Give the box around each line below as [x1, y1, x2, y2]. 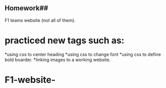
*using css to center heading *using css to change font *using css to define [4, 51, 161, 57]
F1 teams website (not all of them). [4, 17, 76, 23]
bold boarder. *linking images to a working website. [4, 56, 111, 62]
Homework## [4, 4, 48, 12]
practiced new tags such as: [4, 35, 124, 46]
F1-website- [4, 74, 56, 85]
